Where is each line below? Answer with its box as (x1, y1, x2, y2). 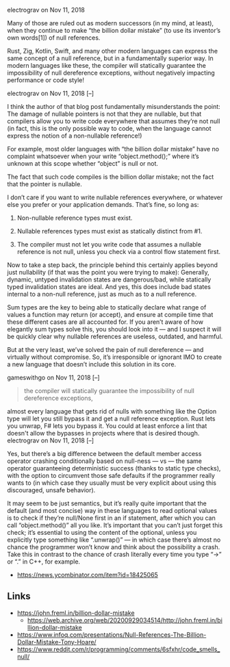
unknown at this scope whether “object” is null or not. (7, 160, 159, 167)
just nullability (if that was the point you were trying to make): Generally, (7, 268, 210, 276)
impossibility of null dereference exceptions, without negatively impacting (7, 68, 216, 77)
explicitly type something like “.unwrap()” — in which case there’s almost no (7, 536, 221, 544)
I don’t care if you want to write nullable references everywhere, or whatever (7, 193, 223, 201)
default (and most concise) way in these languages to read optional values (7, 507, 218, 514)
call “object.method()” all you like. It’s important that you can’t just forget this (7, 521, 223, 529)
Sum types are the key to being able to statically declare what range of (7, 303, 207, 311)
